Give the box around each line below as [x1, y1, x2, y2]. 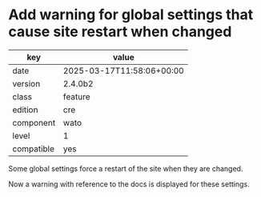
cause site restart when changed [8, 22, 232, 41]
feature [62, 90, 90, 102]
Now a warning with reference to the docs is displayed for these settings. [8, 179, 250, 189]
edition [12, 104, 38, 115]
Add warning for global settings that [8, 6, 254, 24]
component [12, 117, 56, 128]
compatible [12, 143, 54, 154]
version [12, 78, 41, 89]
